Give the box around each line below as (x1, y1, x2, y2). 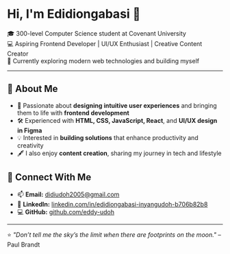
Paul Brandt (7, 240, 40, 249)
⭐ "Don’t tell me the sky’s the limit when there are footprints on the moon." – (7, 230, 221, 239)
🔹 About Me (7, 83, 58, 95)
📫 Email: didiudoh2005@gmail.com (16, 190, 120, 198)
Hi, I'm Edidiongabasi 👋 (7, 6, 141, 22)
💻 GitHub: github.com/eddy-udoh (16, 207, 115, 216)
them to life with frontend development (16, 108, 130, 117)
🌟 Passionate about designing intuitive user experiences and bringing (16, 101, 217, 109)
